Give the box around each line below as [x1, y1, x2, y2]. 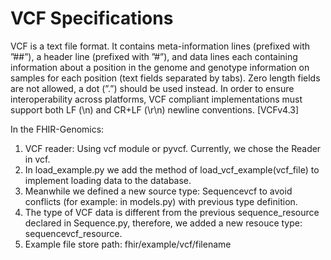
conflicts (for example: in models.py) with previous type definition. [24, 195, 298, 207]
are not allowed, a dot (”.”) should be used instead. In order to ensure [10, 82, 295, 94]
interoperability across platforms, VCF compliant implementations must [10, 93, 303, 105]
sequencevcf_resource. [24, 227, 123, 239]
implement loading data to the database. [24, 174, 192, 186]
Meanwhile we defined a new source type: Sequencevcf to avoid [24, 185, 293, 197]
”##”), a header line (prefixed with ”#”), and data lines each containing [10, 50, 298, 62]
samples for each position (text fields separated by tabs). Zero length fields [10, 72, 321, 84]
